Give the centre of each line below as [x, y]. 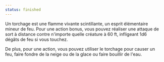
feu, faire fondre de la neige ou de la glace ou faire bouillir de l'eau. [74, 54]
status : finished [23, 10]
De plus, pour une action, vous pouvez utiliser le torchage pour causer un [80, 49]
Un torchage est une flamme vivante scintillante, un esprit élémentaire [77, 24]
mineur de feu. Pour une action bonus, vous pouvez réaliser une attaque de [82, 29]
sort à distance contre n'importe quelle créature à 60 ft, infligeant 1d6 [76, 34]
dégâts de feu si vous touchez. [37, 39]
